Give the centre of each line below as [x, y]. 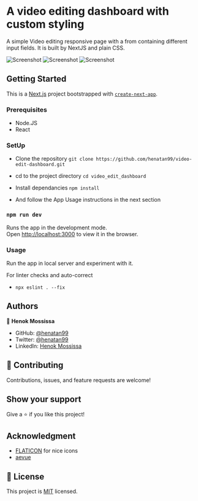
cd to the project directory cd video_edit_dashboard [81, 176]
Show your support [44, 399]
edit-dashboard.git [40, 165]
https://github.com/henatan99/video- [144, 159]
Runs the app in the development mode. [57, 228]
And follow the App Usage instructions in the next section [88, 200]
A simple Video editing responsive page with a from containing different [97, 41]
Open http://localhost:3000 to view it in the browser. [72, 234]
